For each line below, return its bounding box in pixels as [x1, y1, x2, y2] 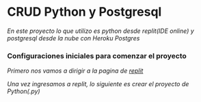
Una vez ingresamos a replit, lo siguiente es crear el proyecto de [7, 80, 189, 88]
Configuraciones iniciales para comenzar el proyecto [7, 51, 187, 60]
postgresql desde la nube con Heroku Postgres [7, 34, 140, 42]
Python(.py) [7, 87, 40, 96]
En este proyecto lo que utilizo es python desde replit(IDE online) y [7, 27, 195, 35]
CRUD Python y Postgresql [7, 4, 162, 20]
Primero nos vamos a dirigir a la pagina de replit [7, 66, 144, 75]
